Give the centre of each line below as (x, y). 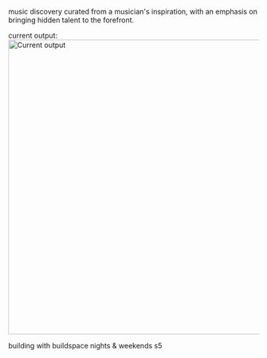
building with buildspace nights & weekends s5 (85, 346)
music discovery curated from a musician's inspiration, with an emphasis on (133, 12)
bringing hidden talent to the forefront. (71, 20)
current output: (33, 36)
